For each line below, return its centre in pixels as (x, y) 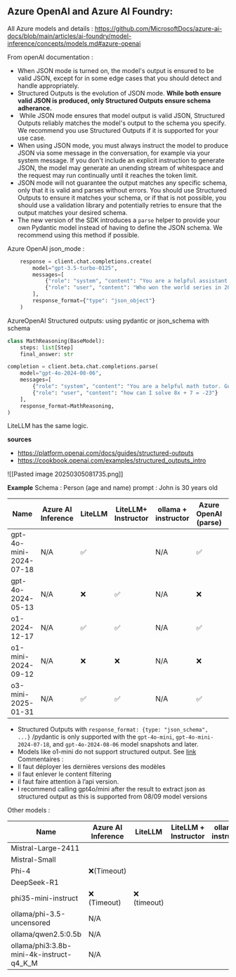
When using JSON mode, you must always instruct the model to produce (123, 145)
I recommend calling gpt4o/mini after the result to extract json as (111, 789)
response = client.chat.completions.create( (86, 261)
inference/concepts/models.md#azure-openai (74, 43)
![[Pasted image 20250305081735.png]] (65, 474)
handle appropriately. (48, 85)
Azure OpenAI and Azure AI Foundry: (90, 12)
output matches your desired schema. (72, 212)
